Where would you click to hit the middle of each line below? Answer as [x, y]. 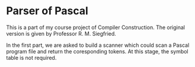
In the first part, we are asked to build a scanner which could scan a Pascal [98, 45]
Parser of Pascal [47, 11]
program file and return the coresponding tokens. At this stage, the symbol [97, 51]
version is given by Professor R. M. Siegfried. [61, 33]
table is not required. [31, 58]
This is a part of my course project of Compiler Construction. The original [96, 27]
